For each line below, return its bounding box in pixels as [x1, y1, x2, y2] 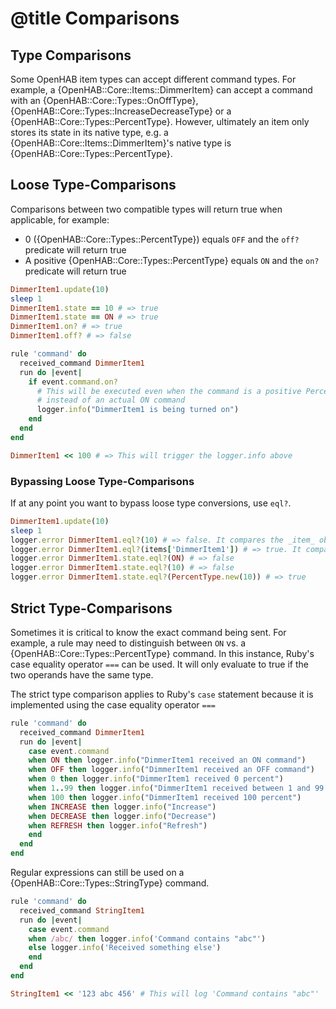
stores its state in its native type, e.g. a [10, 127, 169, 138]
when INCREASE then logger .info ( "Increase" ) [28, 802, 217, 812]
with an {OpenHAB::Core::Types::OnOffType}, [10, 95, 199, 106]
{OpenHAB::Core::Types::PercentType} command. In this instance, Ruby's [10, 647, 315, 659]
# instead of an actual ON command [36, 395, 186, 406]
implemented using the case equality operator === [10, 698, 216, 711]
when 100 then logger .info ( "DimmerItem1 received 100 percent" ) [28, 792, 302, 802]
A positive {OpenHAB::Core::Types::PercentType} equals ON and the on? [24, 254, 320, 266]
